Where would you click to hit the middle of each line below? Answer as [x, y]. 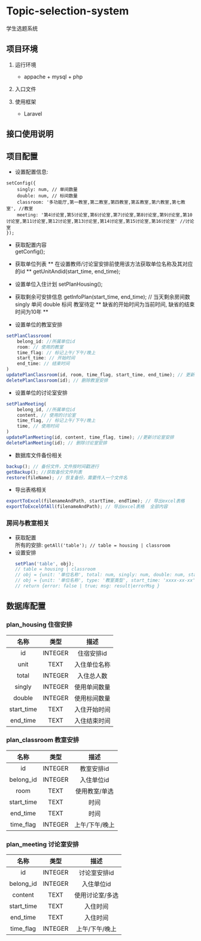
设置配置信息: [31, 171]
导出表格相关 [31, 490]
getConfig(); [30, 251]
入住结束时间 [92, 721]
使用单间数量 [92, 687]
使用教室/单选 [95, 791]
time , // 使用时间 [38, 426]
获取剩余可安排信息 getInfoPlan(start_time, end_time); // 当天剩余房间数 [102, 296]
